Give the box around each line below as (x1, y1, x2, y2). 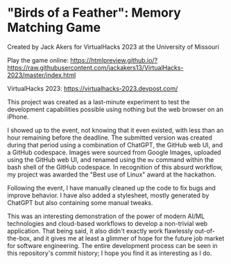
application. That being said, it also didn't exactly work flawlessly (7, 226, 194, 235)
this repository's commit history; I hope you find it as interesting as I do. (7, 249, 212, 257)
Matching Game (7, 19, 101, 35)
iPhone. (7, 113, 29, 121)
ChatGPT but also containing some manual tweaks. (7, 198, 153, 206)
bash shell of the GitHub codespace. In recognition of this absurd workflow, (7, 163, 223, 171)
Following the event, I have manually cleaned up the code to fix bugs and (7, 183, 216, 192)
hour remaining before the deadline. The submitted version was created (7, 133, 213, 142)
